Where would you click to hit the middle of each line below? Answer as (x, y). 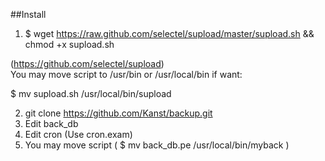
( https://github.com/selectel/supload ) (87, 63)
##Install (28, 14)
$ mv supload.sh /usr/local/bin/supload (91, 93)
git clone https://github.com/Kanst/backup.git (118, 113)
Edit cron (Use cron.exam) (78, 134)
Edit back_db (51, 123)
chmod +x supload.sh (69, 44)
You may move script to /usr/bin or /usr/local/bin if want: (126, 74)
